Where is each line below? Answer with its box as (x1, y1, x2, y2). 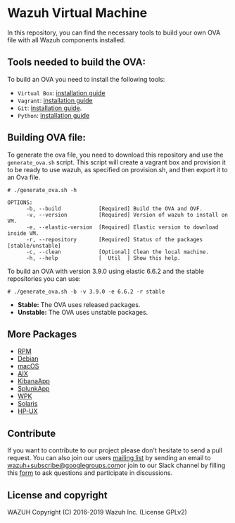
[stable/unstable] (7, 242, 61, 249)
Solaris (17, 399, 38, 408)
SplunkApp (17, 385, 50, 393)
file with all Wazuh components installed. (7, 35, 126, 44)
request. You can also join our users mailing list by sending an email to (7, 454, 211, 462)
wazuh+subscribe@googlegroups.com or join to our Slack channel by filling (7, 461, 226, 470)
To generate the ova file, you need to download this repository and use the (7, 150, 224, 159)
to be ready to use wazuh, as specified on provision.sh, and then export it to (7, 165, 228, 174)
